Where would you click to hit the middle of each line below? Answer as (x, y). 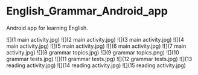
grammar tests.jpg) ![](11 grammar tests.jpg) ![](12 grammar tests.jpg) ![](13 (99, 59)
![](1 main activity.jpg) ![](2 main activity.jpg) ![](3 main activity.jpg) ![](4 (95, 39)
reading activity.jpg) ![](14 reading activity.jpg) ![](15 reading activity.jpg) (96, 65)
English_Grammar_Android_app (87, 11)
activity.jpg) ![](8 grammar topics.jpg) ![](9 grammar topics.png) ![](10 (93, 52)
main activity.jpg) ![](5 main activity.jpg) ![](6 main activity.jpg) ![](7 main (96, 46)
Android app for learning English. (47, 28)
